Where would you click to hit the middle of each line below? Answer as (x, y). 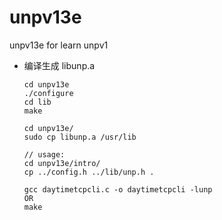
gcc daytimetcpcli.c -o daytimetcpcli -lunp (118, 189)
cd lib (37, 102)
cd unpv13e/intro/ (62, 163)
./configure (48, 93)
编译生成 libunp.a (59, 65)
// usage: (44, 154)
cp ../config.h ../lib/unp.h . (89, 172)
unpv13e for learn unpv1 (59, 45)
